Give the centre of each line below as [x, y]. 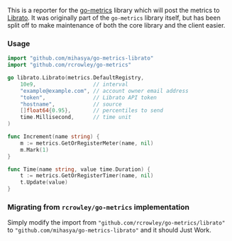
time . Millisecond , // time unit [76, 117]
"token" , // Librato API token [89, 97]
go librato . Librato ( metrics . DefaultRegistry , [76, 78]
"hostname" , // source [71, 104]
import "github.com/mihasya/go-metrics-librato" [81, 58]
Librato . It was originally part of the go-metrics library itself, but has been [114, 18]
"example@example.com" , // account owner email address [105, 91]
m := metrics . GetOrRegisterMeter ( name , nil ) [87, 143]
